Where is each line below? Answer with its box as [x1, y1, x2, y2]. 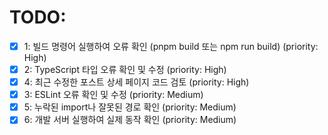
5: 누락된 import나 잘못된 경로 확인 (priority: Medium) [23, 101, 237, 113]
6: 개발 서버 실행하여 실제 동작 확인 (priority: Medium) [23, 114, 237, 126]
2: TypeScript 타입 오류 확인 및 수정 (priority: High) [23, 64, 227, 75]
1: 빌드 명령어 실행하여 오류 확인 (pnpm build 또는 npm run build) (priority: [23, 40, 319, 52]
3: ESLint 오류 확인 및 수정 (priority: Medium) [23, 89, 204, 101]
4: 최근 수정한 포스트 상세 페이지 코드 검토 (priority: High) [23, 76, 250, 88]
